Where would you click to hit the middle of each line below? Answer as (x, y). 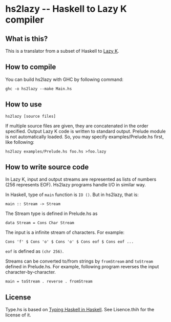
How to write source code (47, 167)
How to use (24, 105)
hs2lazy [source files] (31, 116)
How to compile (31, 67)
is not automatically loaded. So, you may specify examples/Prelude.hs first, (84, 137)
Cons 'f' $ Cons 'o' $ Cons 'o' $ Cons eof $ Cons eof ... (70, 242)
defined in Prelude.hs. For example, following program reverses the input (82, 267)
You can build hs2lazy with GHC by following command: (65, 79)
